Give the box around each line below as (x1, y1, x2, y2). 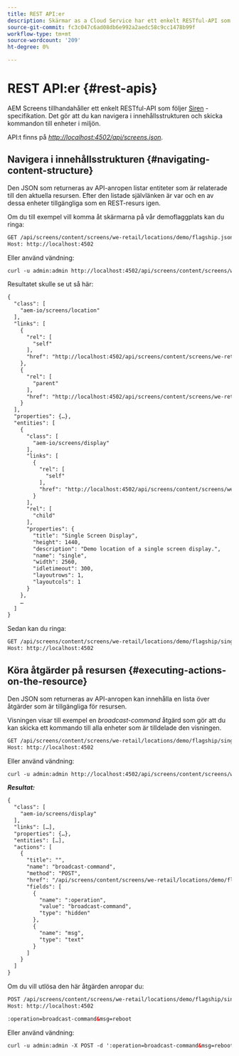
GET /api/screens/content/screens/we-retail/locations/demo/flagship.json (7, 234, 234, 241)
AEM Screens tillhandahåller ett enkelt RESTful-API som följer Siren (7, 104, 204, 113)
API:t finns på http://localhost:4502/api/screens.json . (7, 132, 164, 141)
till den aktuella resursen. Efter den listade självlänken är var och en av (7, 191, 214, 199)
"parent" (33, 380, 59, 387)
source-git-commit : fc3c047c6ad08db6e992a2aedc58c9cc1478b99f (7, 23, 196, 31)
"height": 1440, (33, 538, 81, 545)
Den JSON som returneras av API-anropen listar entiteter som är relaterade (7, 183, 228, 192)
